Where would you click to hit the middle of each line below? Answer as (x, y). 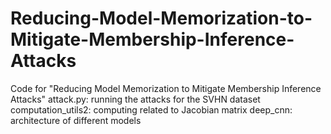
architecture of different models (76, 120)
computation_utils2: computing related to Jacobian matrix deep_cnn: (151, 109)
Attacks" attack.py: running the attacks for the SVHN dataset (135, 99)
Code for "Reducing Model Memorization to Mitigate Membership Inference (166, 88)
